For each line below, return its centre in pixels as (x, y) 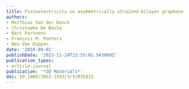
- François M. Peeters (34, 39)
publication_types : (30, 60)
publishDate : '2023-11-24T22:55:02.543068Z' (62, 55)
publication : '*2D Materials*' (45, 71)
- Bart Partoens (26, 33)
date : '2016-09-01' (30, 50)
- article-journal (29, 66)
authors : (17, 17)
